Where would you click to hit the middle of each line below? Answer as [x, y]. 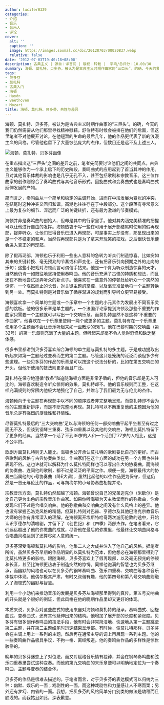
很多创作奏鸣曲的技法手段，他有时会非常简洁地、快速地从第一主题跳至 [88, 621]
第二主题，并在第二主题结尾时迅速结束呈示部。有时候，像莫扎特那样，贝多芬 [82, 628]
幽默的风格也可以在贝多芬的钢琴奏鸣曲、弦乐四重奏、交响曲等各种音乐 [88, 570]
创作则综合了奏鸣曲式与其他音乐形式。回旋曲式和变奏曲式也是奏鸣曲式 [88, 181]
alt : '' [17, 42]
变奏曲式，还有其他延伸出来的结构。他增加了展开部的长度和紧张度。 [86, 616]
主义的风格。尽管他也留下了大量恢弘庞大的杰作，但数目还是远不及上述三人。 [82, 142]
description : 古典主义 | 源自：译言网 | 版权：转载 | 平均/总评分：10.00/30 [78, 64]
